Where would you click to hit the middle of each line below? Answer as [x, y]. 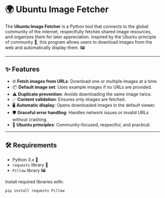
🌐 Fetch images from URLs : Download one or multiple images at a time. [85, 81]
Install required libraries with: [34, 181]
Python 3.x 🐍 [25, 159]
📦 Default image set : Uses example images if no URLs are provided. [82, 87]
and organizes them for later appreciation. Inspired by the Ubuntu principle [81, 37]
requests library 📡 [30, 165]
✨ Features [22, 69]
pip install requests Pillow [35, 191]
